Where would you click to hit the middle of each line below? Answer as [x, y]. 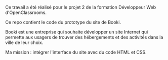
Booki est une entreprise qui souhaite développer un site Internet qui [77, 32]
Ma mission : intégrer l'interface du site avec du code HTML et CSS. [76, 52]
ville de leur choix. [24, 42]
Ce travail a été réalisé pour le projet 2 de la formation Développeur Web [81, 7]
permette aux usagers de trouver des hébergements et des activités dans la [84, 37]
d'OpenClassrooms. [26, 12]
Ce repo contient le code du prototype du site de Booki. [63, 22]
